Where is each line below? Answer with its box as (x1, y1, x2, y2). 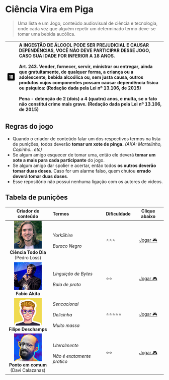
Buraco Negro (52, 243, 82, 249)
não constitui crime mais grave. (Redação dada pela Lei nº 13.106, (19, 101, 162, 107)
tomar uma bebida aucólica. (17, 31, 75, 37)
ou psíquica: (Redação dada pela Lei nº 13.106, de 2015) (19, 85, 141, 91)
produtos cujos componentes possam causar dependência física (19, 80, 158, 86)
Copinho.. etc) (12, 146, 42, 152)
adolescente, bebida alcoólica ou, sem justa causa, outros (19, 74, 143, 80)
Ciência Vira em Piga (5, 4, 94, 15)
